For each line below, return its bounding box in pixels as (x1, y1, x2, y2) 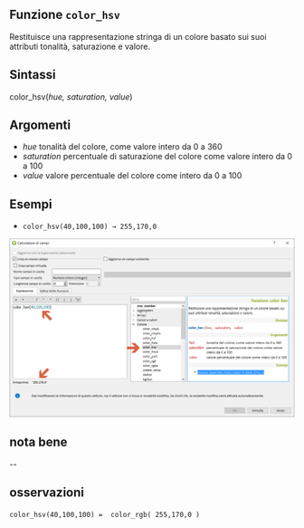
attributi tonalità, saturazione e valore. (9, 41, 151, 52)
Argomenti (9, 118, 71, 133)
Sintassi (9, 67, 56, 82)
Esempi (9, 197, 52, 212)
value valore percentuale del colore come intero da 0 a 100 (22, 170, 242, 181)
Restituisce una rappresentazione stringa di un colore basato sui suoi (9, 31, 267, 42)
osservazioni (9, 485, 84, 500)
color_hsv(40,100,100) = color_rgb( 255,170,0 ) (9, 511, 201, 520)
